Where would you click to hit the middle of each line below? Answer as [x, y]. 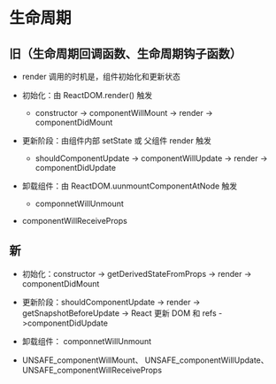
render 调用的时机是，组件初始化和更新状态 [101, 77]
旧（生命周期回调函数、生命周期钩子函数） [125, 54]
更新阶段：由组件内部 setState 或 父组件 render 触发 [117, 141]
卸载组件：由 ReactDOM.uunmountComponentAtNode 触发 [130, 186]
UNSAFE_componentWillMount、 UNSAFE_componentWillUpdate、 [145, 360]
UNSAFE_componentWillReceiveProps [92, 370]
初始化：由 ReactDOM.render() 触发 [87, 95]
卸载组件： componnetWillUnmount [87, 341]
